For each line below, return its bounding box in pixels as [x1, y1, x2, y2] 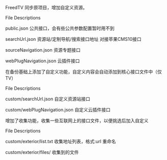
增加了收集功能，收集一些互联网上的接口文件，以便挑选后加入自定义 [5, 118, 149, 124]
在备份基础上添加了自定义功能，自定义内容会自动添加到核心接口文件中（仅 [5, 68, 162, 75]
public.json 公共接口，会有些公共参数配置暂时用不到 [5, 25, 115, 31]
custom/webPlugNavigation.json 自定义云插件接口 [5, 107, 111, 112]
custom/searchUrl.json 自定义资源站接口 [5, 96, 90, 102]
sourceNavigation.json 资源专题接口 [5, 47, 81, 53]
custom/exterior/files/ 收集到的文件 [5, 149, 79, 155]
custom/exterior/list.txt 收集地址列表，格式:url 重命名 [5, 139, 116, 144]
